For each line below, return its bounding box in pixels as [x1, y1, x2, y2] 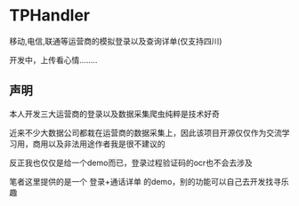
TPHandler [9, 5, 91, 26]
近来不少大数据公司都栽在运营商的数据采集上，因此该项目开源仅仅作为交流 [9, 127, 282, 138]
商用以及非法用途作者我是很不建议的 [32, 139, 166, 149]
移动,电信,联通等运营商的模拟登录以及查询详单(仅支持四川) [9, 36, 222, 46]
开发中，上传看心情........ [9, 54, 98, 65]
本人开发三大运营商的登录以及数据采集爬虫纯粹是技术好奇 [9, 108, 220, 119]
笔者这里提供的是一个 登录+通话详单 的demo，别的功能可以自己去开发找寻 [9, 176, 282, 186]
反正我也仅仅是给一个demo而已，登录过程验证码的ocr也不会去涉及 [9, 157, 254, 168]
